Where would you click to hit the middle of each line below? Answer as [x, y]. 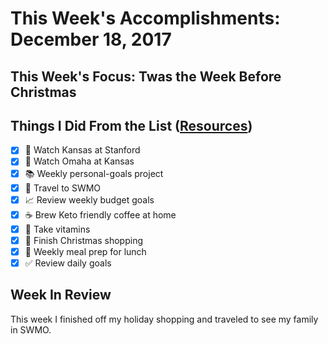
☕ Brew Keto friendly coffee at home [100, 214]
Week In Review [61, 295]
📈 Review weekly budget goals [89, 199]
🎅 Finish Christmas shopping [84, 240]
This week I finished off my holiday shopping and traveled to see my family [164, 319]
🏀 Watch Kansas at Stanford [82, 150]
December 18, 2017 [91, 39]
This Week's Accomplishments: [145, 18]
